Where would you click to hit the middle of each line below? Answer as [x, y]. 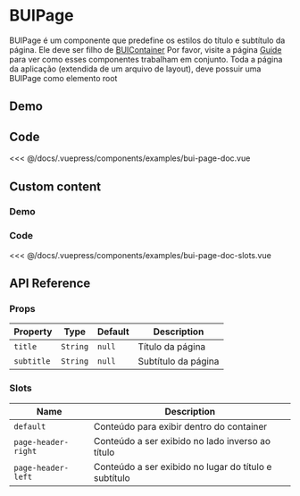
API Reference [50, 284]
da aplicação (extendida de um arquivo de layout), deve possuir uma [135, 69]
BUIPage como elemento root [63, 78]
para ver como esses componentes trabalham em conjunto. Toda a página [146, 59]
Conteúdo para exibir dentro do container [180, 426]
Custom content [55, 186]
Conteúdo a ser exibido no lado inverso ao [182, 441]
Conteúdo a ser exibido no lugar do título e [183, 467]
